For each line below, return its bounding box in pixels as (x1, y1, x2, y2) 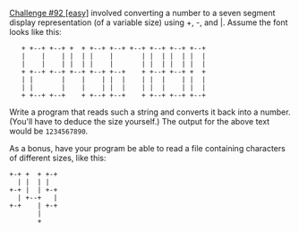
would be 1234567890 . (9, 125, 89, 136)
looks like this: (9, 27, 63, 37)
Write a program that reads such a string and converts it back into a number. (9, 107, 291, 117)
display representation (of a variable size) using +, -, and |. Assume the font (9, 17, 288, 28)
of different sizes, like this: (9, 152, 107, 163)
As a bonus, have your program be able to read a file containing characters (9, 143, 286, 153)
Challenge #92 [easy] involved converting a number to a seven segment (9, 8, 276, 18)
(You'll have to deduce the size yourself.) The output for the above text (9, 116, 270, 126)
